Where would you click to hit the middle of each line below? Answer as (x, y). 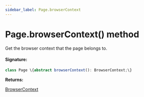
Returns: (14, 80)
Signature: (16, 60)
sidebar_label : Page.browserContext (43, 10)
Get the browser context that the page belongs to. (56, 48)
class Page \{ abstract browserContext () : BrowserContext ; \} (69, 70)
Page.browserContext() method (72, 34)
